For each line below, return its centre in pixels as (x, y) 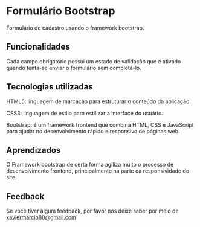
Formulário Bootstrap (61, 11)
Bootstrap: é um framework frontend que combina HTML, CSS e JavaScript (100, 124)
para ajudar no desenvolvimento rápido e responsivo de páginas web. (93, 131)
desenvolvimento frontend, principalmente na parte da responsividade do (98, 171)
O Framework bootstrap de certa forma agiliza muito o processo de (90, 165)
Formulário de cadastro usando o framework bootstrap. (75, 28)
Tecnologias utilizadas (50, 87)
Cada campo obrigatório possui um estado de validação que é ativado (94, 61)
